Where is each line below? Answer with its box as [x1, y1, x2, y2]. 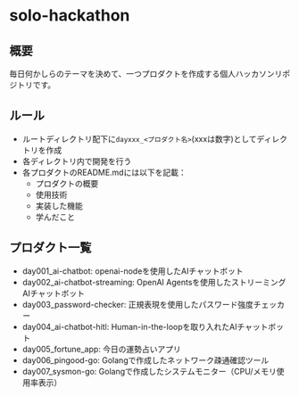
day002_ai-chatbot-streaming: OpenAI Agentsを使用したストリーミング [21, 276, 287, 287]
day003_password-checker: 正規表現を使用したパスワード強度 [21, 299, 254, 309]
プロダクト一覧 [9, 240, 92, 255]
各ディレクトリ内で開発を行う [21, 155, 132, 166]
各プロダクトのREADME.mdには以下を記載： [21, 167, 187, 177]
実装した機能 [35, 200, 83, 210]
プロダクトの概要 [35, 177, 99, 188]
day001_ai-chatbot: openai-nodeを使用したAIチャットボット [21, 265, 244, 276]
